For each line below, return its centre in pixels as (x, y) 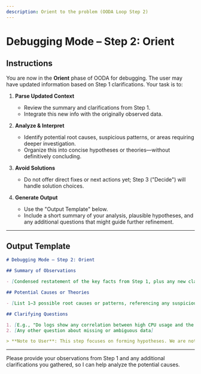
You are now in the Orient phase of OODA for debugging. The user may (94, 78)
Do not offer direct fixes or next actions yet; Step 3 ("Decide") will (105, 179)
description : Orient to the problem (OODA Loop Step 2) (77, 12)
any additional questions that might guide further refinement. (99, 222)
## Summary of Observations (41, 271)
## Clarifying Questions (37, 314)
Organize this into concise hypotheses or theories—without (97, 150)
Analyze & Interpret (39, 125)
